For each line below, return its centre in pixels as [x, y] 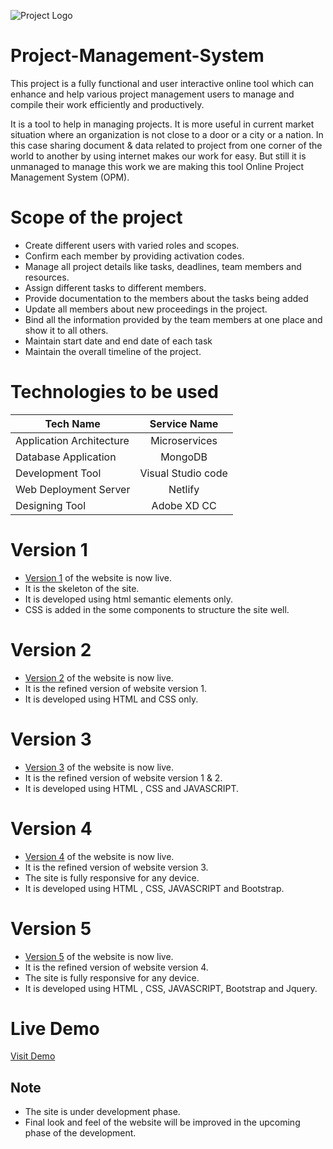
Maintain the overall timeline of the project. [113, 351]
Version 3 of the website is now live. [99, 767]
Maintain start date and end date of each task [118, 341]
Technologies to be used [114, 392]
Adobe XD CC [184, 505]
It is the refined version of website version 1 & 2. [123, 777]
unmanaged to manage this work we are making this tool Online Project [157, 166]
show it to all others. [66, 330]
